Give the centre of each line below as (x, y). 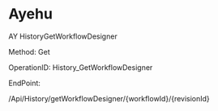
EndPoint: (24, 83)
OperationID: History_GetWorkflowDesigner (81, 67)
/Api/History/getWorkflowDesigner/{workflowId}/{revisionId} (109, 98)
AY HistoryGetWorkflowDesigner (63, 36)
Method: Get (29, 51)
